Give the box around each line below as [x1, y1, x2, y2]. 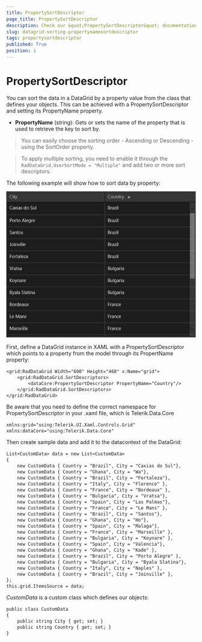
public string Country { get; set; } [17, 624, 112, 630]
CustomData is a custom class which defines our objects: [6, 593, 149, 601]
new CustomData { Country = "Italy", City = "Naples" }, [17, 565, 163, 571]
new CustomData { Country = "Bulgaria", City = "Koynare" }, [17, 535, 173, 541]
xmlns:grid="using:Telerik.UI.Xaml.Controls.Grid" [6, 422, 136, 428]
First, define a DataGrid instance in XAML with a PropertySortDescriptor [6, 343, 185, 350]
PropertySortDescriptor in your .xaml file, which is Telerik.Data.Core [6, 409, 174, 416]
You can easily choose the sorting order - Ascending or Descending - [20, 137, 194, 144]
